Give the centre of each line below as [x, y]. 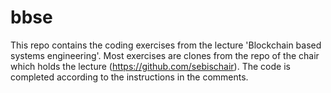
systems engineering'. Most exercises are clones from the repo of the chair [165, 55]
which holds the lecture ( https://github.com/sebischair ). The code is [150, 66]
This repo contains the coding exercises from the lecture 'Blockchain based [166, 45]
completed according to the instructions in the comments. [129, 77]
